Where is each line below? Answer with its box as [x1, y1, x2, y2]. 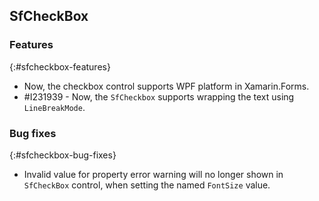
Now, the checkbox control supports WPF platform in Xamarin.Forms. [23, 80, 310, 92]
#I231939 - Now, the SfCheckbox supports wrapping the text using [23, 90, 295, 103]
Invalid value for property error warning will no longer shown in [23, 168, 284, 180]
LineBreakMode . [23, 101, 86, 113]
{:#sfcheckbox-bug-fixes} [9, 149, 117, 161]
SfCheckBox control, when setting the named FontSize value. [23, 179, 271, 191]
